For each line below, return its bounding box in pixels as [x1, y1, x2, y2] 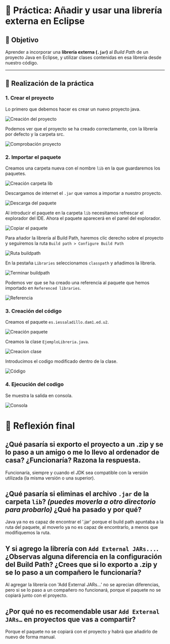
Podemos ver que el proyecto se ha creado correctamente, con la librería [5, 125, 158, 131]
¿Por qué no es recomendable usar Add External [5, 607, 160, 616]
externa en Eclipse [5, 15, 85, 27]
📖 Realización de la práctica [5, 79, 94, 88]
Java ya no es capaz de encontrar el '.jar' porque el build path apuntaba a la [5, 519, 164, 525]
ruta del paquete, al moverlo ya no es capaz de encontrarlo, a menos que [5, 524, 158, 530]
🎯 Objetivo [5, 36, 39, 44]
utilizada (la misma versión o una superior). [5, 474, 95, 481]
